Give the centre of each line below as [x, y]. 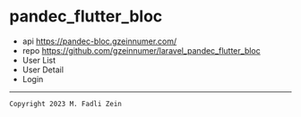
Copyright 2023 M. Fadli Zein [66, 104]
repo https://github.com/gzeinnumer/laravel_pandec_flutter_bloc [142, 50]
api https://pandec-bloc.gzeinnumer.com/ [99, 41]
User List [39, 60]
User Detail [43, 70]
